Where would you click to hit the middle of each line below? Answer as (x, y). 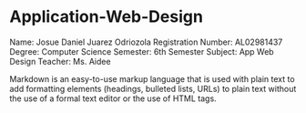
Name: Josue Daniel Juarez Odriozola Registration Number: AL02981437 (146, 42)
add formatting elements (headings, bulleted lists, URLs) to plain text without (153, 88)
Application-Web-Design (106, 17)
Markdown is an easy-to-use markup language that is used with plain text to (152, 78)
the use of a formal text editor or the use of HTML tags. (113, 98)
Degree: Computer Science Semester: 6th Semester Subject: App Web (142, 51)
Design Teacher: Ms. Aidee (60, 61)
